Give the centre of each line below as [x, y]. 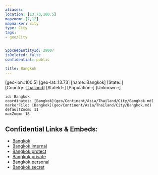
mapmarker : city [22, 23]
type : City [16, 28]
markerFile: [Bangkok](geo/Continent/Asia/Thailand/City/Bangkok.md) [79, 105]
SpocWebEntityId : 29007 [30, 50]
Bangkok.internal [29, 146]
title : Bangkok [21, 69]
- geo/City [16, 37]
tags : [11, 33]
